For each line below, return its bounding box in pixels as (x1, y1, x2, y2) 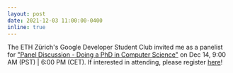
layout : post (7, 10, 46, 18)
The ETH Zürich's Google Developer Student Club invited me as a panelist (7, 43, 223, 52)
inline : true (7, 23, 46, 30)
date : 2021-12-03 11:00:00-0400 (7, 17, 103, 24)
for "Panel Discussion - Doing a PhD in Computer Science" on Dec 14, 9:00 (7, 50, 227, 59)
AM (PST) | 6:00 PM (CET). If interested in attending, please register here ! (7, 58, 223, 67)
